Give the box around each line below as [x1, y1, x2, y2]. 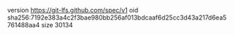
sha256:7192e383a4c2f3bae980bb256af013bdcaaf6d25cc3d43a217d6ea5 [7, 13, 227, 22]
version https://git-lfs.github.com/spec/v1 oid [7, 6, 139, 14]
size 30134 [41, 21, 73, 29]
